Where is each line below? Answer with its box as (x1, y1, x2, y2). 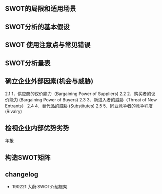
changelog (5, 170, 39, 178)
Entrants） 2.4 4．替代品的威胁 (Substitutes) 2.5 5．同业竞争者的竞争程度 (5, 103, 153, 109)
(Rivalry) (5, 109, 22, 115)
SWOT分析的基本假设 (5, 22, 70, 31)
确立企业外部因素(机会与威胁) (5, 77, 94, 85)
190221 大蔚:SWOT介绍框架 (12, 184, 67, 190)
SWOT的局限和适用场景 (5, 4, 77, 13)
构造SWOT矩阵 (5, 153, 51, 162)
